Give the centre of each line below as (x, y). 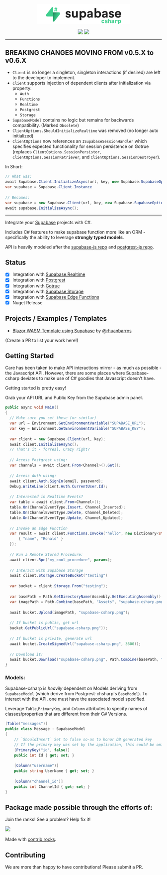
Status (16, 262)
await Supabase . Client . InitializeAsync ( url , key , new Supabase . (73, 182)
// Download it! (26, 654)
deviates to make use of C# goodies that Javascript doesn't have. (88, 378)
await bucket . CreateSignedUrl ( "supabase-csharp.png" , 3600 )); (75, 644)
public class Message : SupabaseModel (45, 729)
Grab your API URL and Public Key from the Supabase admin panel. (74, 398)
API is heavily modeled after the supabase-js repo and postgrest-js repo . (80, 247)
